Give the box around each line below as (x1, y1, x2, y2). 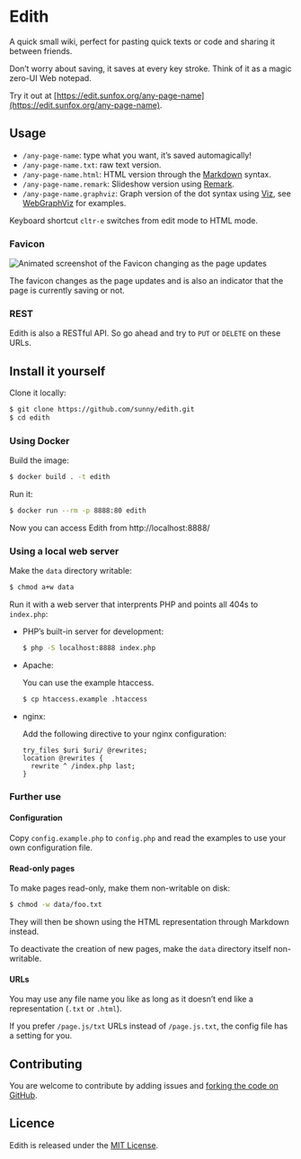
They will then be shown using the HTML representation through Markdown (9, 917, 289, 928)
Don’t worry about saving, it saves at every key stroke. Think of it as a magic (9, 63, 292, 74)
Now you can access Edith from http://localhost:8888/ (9, 522, 210, 533)
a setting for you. (9, 1030, 73, 1041)
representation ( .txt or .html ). (9, 1003, 123, 1014)
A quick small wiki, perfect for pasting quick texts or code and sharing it (9, 36, 276, 47)
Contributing (9, 1056, 83, 1072)
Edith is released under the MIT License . (9, 1139, 159, 1150)
